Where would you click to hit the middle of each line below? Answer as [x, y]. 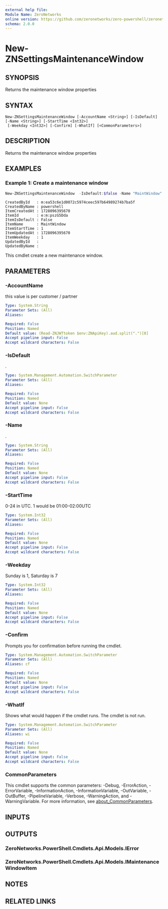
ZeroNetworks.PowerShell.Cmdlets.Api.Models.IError [72, 848]
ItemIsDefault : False [29, 220]
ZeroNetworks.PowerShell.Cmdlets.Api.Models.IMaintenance [82, 861]
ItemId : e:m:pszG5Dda [37, 216]
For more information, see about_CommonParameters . [97, 801]
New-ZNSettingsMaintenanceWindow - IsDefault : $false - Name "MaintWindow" [84, 193]
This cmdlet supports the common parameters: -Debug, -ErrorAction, [77, 785]
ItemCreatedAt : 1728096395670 [38, 211]
